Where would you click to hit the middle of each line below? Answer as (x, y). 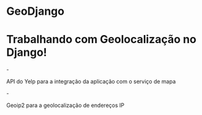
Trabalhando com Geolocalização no (102, 40)
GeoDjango (36, 11)
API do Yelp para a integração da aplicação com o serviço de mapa (91, 82)
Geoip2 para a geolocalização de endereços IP (65, 105)
